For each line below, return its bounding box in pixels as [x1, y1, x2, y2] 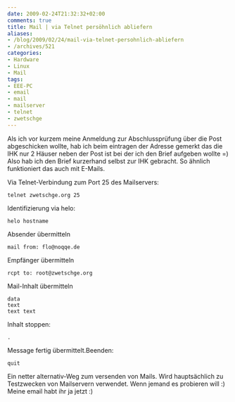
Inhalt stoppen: [7, 320, 51, 328]
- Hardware [7, 56, 39, 63]
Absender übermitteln [7, 230, 71, 238]
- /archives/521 [7, 43, 55, 50]
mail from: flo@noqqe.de [7, 244, 80, 251]
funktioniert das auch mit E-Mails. [7, 164, 106, 172]
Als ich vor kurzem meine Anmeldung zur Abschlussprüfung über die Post [7, 134, 222, 143]
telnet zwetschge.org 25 [7, 191, 80, 199]
